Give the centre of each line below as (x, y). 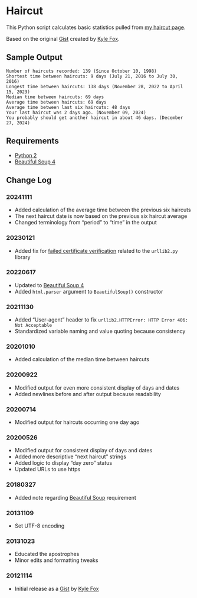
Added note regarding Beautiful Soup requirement (75, 497)
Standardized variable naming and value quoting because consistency (100, 331)
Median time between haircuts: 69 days (55, 97)
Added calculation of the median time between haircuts (82, 359)
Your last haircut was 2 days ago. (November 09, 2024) (76, 112)
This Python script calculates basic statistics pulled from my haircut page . (96, 27)
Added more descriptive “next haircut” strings (70, 456)
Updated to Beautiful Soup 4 (49, 285)
